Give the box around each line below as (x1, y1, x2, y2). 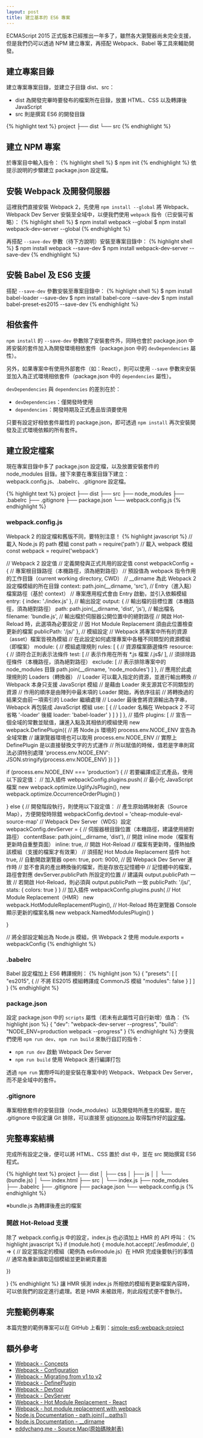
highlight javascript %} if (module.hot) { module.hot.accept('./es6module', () (6, 1240, 195, 1248)
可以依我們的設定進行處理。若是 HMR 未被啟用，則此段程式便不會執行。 (6, 1287, 185, 1294)
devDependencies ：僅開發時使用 (14, 398, 94, 405)
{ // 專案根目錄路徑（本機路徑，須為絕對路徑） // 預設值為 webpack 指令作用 (6, 567, 196, 574)
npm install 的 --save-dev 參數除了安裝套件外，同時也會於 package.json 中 (6, 337, 195, 344)
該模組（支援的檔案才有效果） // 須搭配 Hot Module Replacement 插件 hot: (6, 848, 191, 855)
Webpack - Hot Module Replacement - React (14, 1399, 127, 1406)
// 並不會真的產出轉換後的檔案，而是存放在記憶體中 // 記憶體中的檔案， (18, 863, 195, 870)
